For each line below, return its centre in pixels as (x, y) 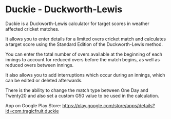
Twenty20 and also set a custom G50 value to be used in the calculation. (82, 96)
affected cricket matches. (32, 29)
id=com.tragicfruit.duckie (32, 111)
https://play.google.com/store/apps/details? (109, 105)
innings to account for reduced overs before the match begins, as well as (83, 59)
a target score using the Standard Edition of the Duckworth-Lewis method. (84, 44)
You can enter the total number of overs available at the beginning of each (84, 54)
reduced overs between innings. (40, 65)
